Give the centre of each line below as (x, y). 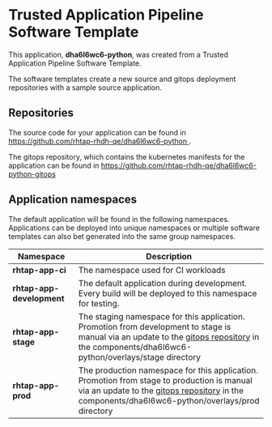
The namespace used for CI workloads (152, 270)
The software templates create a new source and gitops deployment (122, 79)
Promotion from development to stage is (155, 327)
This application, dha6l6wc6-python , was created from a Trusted (118, 54)
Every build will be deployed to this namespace (168, 293)
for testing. (99, 303)
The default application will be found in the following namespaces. (119, 219)
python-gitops (32, 174)
